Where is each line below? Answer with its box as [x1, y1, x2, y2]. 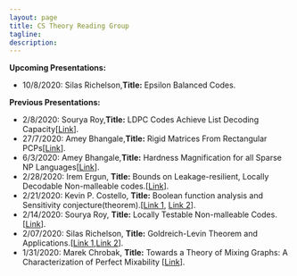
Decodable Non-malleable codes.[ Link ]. [21, 180, 169, 192]
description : [9, 38, 58, 47]
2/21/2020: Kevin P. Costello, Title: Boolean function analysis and [21, 190, 263, 201]
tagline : [9, 29, 42, 38]
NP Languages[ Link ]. [21, 162, 100, 172]
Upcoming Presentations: [9, 63, 107, 73]
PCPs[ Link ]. [21, 143, 66, 154]
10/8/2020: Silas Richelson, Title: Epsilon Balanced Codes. [21, 79, 236, 90]
